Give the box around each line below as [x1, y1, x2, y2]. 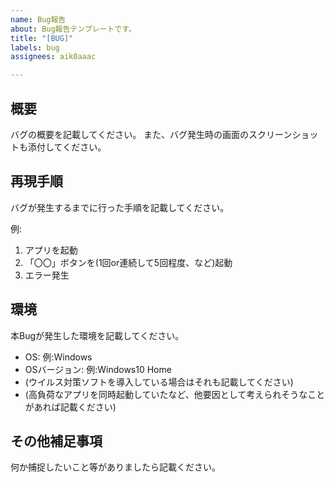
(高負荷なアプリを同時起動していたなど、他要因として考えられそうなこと [24, 388, 326, 400]
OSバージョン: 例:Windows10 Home [24, 363, 172, 375]
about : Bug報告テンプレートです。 [10, 24, 137, 34]
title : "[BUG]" [10, 33, 74, 43]
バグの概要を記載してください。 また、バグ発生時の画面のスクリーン [10, 128, 293, 140]
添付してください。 [27, 141, 107, 153]
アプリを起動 [24, 244, 78, 256]
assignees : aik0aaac [10, 52, 97, 62]
